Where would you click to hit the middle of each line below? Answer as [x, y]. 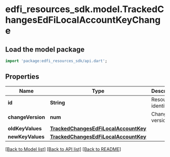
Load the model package [45, 49]
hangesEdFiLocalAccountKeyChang [83, 20]
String [57, 102]
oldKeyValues [25, 128]
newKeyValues [26, 136]
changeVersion [27, 117]
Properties [22, 77]
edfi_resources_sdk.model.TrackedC [85, 9]
